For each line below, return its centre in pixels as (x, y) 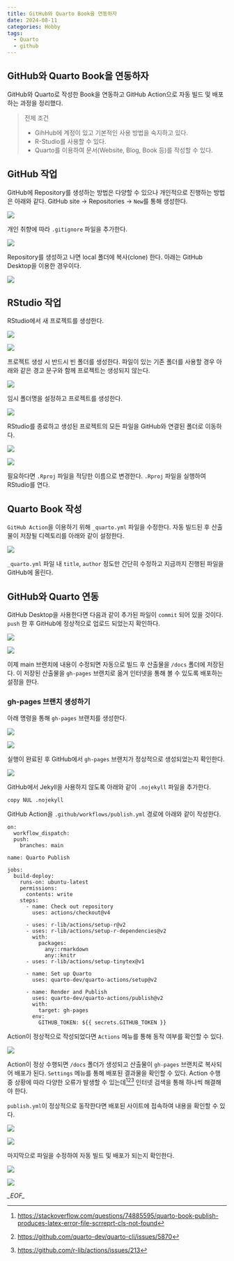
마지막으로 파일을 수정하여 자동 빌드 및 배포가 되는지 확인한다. (91, 1156)
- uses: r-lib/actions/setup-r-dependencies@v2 (96, 931)
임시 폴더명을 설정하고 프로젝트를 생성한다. (65, 398)
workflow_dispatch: (42, 834)
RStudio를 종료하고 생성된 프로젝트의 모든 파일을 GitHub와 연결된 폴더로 (106, 426)
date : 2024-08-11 (32, 20)
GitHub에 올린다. (30, 572)
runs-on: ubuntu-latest (54, 882)
